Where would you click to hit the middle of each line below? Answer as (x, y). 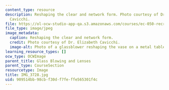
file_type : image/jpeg (29, 28)
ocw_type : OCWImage (26, 56)
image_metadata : (22, 33)
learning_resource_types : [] (36, 51)
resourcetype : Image (27, 70)
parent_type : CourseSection (35, 65)
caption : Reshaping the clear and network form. (62, 38)
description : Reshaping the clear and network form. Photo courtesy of (82, 14)
